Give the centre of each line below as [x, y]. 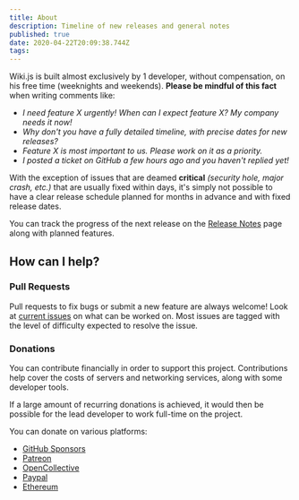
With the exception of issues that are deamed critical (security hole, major [147, 178]
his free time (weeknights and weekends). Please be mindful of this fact [143, 86]
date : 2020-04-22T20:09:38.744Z [69, 43]
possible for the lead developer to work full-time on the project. [126, 414]
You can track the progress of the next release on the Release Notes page [146, 224]
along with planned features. [62, 233]
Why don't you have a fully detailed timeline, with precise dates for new [155, 132]
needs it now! [47, 123]
